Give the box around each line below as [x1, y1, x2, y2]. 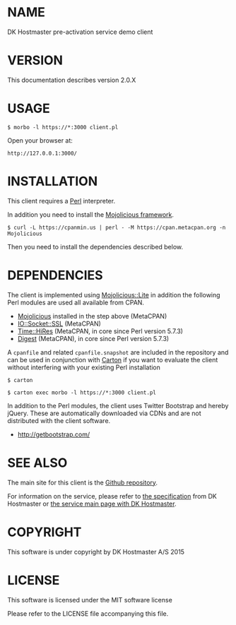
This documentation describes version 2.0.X [7, 76, 136, 84]
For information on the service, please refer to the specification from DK [7, 492, 218, 500]
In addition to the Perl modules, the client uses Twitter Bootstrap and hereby [7, 401, 229, 410]
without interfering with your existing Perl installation [7, 363, 161, 371]
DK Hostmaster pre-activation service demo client [7, 28, 153, 36]
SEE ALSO [7, 455, 68, 470]
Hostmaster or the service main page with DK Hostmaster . [7, 499, 177, 508]
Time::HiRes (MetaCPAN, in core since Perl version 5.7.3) [17, 326, 184, 335]
